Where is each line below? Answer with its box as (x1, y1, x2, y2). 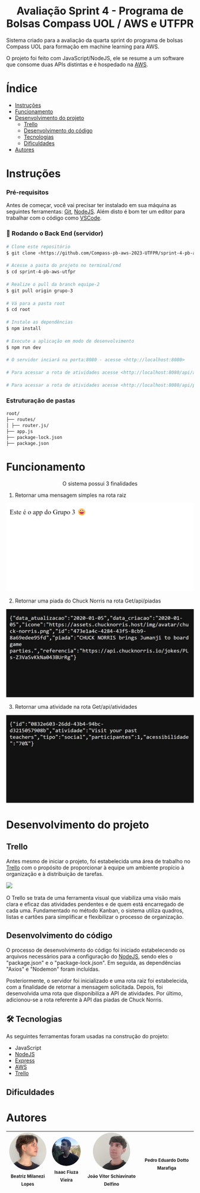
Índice (6, 82, 37, 96)
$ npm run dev (6, 345, 42, 350)
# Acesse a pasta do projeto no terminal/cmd (6, 263, 121, 269)
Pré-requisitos (6, 188, 49, 196)
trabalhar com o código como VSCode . (6, 214, 102, 222)
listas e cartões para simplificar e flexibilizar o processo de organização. (6, 913, 184, 920)
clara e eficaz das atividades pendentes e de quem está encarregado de (6, 900, 185, 908)
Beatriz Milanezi (11, 1173, 45, 1180)
